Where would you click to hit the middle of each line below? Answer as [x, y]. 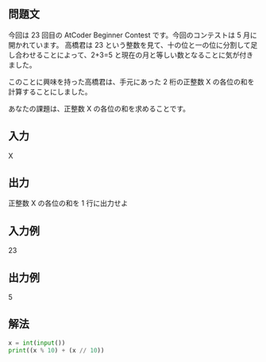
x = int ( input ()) [37, 343]
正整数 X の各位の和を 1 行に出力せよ [68, 203]
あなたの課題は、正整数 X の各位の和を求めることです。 [99, 108]
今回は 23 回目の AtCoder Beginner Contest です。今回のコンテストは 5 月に [133, 35]
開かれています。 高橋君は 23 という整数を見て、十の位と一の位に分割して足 [133, 45]
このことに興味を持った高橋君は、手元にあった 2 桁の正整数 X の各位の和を [131, 81]
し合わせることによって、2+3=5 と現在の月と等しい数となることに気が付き [131, 55]
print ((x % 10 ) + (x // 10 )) [56, 350]
